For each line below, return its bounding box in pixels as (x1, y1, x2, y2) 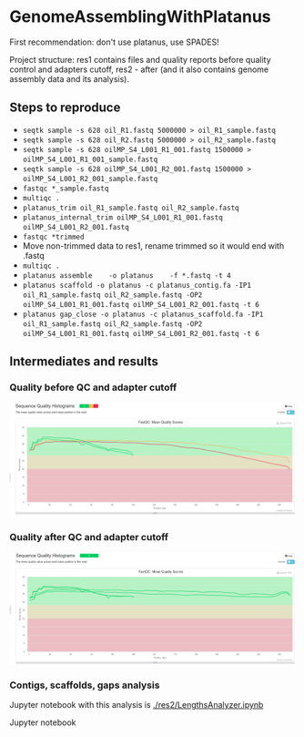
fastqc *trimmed (22, 232, 85, 241)
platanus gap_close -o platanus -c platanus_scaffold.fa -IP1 (22, 310, 264, 319)
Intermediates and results (9, 353, 159, 370)
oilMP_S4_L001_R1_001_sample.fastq (22, 155, 158, 164)
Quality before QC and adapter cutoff (9, 381, 177, 394)
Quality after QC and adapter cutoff (9, 531, 169, 544)
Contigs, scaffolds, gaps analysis (9, 679, 160, 691)
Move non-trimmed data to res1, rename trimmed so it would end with (22, 240, 285, 251)
